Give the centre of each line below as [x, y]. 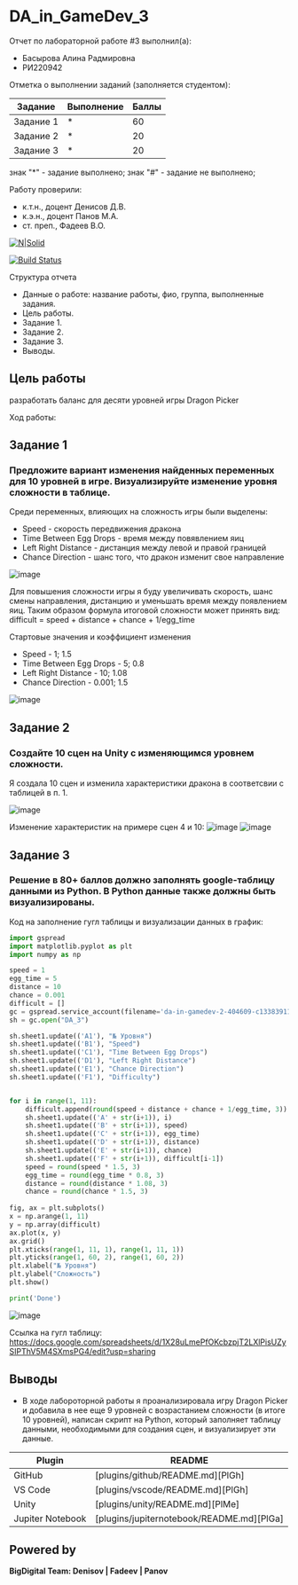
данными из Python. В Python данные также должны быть [143, 891]
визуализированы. [52, 902]
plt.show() [29, 1283]
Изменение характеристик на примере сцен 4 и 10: [107, 828]
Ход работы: [33, 417]
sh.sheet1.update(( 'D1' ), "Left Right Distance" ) [103, 1061]
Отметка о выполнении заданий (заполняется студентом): [120, 84]
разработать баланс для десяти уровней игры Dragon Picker [124, 400]
